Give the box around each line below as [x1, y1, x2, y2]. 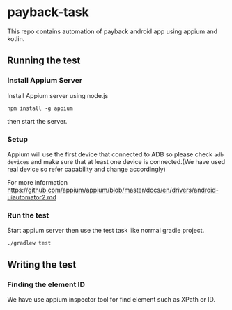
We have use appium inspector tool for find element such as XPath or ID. [7, 295, 216, 303]
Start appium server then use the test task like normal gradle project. [7, 227, 205, 235]
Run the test [7, 210, 49, 220]
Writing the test [7, 259, 77, 270]
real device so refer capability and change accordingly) [7, 165, 166, 173]
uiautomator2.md [7, 193, 57, 202]
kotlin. [7, 34, 25, 42]
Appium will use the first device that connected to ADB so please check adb [7, 150, 224, 158]
